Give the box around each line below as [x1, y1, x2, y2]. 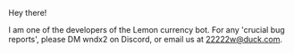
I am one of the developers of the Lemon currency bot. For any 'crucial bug [8, 25, 285, 34]
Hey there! [8, 8, 47, 18]
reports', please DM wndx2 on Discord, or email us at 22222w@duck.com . [8, 34, 283, 44]
